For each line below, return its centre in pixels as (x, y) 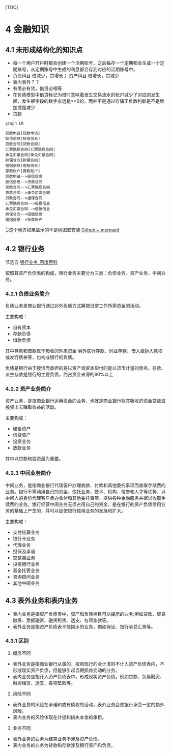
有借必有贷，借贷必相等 (37, 88)
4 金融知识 (27, 29)
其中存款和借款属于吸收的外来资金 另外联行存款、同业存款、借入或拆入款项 (84, 351)
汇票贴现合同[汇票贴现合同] (31, 149)
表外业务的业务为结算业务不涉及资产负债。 (57, 739)
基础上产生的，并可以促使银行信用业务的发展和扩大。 (70, 510)
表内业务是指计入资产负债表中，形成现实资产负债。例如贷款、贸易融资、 (88, 676)
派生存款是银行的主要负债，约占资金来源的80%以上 (59, 374)
